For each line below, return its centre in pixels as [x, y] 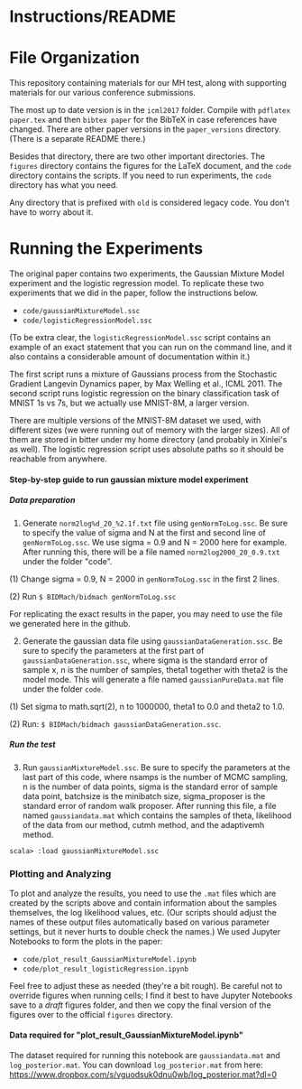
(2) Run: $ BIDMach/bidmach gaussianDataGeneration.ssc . [115, 723]
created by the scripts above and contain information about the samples [143, 903]
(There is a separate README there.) [78, 139]
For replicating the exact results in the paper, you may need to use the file [146, 614]
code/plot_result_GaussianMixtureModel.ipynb [109, 959]
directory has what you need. [64, 185]
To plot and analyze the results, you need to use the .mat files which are [143, 893]
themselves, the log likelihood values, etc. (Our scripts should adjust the [143, 912]
